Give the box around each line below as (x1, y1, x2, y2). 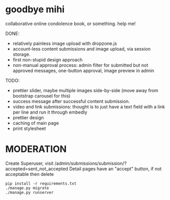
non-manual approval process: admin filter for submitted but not (12, 62, 148, 68)
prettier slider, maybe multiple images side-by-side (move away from (12, 87, 159, 93)
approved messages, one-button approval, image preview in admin (12, 68, 155, 74)
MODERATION (5, 143, 67, 155)
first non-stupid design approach (12, 56, 83, 62)
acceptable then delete (5, 171, 54, 177)
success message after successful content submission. (12, 98, 130, 104)
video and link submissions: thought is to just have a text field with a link (12, 103, 165, 109)
